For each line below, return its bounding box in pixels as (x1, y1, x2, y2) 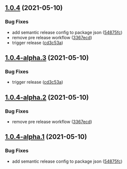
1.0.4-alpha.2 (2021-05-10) (5, 93, 89, 101)
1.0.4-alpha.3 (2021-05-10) (5, 54, 89, 62)
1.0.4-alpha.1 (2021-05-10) (5, 133, 87, 141)
